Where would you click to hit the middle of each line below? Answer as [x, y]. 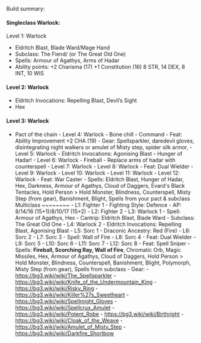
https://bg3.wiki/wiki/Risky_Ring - [56, 288]
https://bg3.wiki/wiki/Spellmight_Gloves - [66, 301]
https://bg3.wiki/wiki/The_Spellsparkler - [65, 275]
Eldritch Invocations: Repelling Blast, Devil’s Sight [76, 101]
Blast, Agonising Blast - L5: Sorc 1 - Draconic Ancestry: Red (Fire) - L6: [103, 230]
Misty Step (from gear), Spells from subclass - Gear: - [82, 269]
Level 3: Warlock [28, 121]
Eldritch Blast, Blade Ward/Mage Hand [62, 48]
